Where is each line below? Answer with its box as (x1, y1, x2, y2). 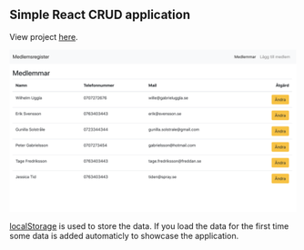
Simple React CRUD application (9, 7, 191, 23)
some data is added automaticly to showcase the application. (9, 231, 239, 242)
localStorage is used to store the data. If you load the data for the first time (9, 221, 289, 232)
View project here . (9, 31, 79, 42)
